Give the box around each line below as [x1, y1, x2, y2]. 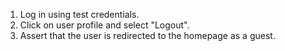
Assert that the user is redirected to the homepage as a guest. [19, 30, 276, 41]
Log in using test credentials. [19, 9, 140, 20]
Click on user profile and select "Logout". [19, 19, 190, 31]
